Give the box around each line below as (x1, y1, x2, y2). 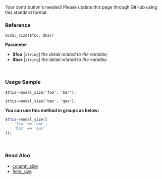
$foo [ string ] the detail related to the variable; (12, 52, 108, 58)
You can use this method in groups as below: (5, 107, 100, 113)
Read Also (5, 152, 30, 159)
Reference (5, 22, 31, 29)
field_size (12, 169, 32, 175)
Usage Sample (5, 79, 41, 86)
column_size (12, 163, 38, 169)
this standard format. (5, 9, 48, 15)
